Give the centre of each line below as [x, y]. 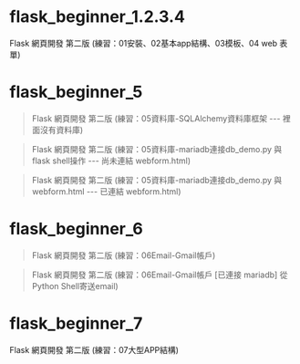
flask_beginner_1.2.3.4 [97, 17]
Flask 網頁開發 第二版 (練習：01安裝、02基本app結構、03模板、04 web [144, 43]
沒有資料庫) [62, 130]
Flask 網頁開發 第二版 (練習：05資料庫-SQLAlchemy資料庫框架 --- [156, 118]
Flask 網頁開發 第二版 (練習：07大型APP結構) [94, 349]
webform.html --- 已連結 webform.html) [106, 191]
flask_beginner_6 [76, 229]
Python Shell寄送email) [75, 286]
